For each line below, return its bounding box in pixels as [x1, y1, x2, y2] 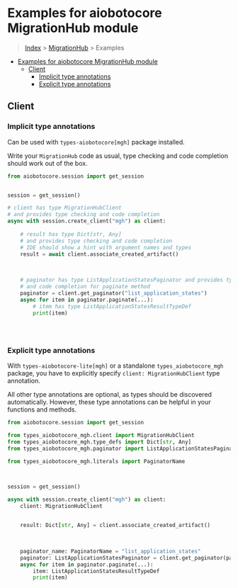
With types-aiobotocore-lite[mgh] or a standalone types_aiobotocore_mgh [7, 361, 224, 370]
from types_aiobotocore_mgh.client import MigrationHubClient [7, 432, 195, 439]
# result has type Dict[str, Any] [20, 230, 122, 238]
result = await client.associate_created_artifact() [20, 250, 179, 258]
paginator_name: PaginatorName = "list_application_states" [20, 548, 201, 555]
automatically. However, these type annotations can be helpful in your [7, 398, 211, 407]
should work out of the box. [7, 159, 88, 167]
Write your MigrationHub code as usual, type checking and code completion [7, 151, 229, 160]
